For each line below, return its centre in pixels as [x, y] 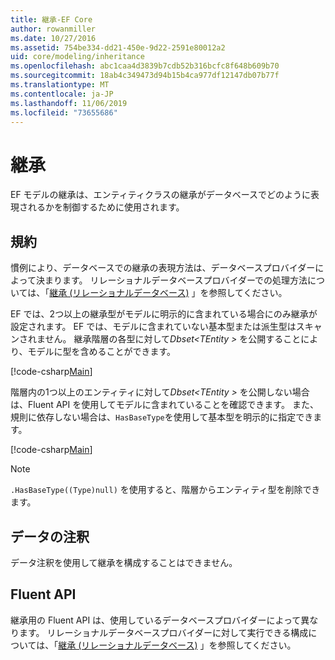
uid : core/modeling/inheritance [77, 57]
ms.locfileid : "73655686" [64, 112]
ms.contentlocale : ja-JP [62, 94]
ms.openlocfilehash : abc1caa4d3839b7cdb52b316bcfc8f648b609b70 [145, 66]
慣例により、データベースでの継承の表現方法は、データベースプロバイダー [163, 268]
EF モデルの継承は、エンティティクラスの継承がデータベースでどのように [160, 195]
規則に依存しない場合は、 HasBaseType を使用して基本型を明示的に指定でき [162, 417]
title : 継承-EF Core [51, 19]
